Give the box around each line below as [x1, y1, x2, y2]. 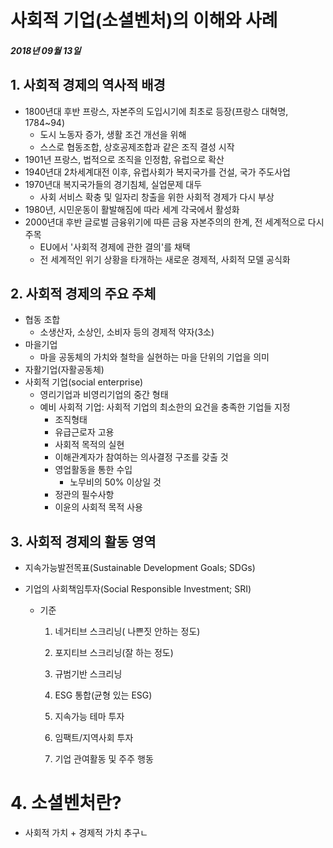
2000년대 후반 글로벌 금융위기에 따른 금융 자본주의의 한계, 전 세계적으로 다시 [24, 216, 325, 228]
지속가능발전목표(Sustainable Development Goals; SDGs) [24, 562, 256, 574]
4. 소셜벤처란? [10, 792, 122, 815]
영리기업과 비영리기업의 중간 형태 [39, 389, 169, 401]
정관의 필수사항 [54, 489, 115, 501]
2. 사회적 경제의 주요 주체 [10, 285, 157, 302]
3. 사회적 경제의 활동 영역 [10, 533, 157, 550]
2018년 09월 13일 [10, 44, 82, 56]
